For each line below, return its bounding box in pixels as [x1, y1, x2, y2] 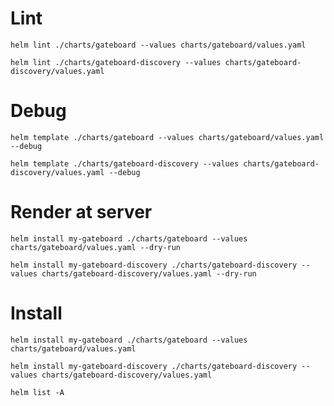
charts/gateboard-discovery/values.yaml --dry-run [41, 268, 257, 279]
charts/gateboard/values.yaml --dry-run [10, 242, 182, 252]
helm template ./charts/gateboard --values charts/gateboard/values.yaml [10, 132, 325, 142]
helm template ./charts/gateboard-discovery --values [10, 158, 240, 169]
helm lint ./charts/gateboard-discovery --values [10, 57, 222, 67]
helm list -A [10, 387, 65, 397]
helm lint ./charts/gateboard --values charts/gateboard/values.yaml [10, 40, 307, 50]
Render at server [10, 201, 153, 224]
